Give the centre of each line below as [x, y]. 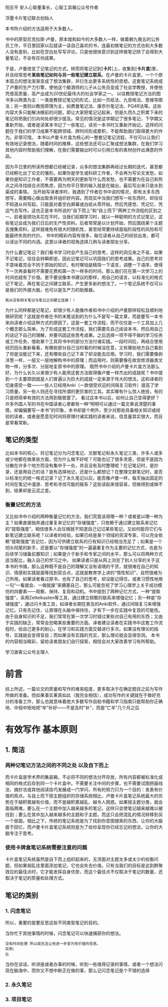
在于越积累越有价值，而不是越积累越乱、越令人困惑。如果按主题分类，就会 [86, 802]
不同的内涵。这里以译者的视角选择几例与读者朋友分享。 [75, 242]
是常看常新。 [18, 422]
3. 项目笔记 [18, 999]
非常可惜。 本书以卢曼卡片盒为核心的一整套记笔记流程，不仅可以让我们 [87, 137]
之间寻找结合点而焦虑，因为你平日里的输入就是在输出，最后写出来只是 [81, 185]
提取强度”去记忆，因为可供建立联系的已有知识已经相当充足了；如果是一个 [87, 541]
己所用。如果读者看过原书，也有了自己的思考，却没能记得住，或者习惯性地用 [84, 579]
